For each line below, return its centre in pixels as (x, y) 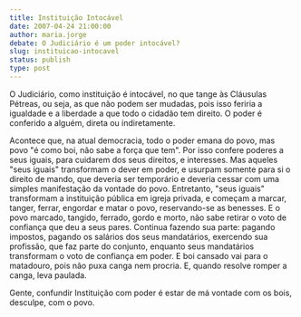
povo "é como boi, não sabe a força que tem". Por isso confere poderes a (146, 149)
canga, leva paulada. (49, 275)
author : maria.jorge (49, 34)
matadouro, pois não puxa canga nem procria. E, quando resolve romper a (148, 265)
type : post (30, 69)
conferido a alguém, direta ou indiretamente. (92, 122)
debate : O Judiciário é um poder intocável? (95, 43)
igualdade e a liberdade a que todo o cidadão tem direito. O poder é (136, 113)
